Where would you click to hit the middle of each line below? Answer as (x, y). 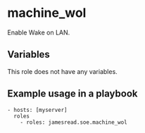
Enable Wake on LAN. (39, 32)
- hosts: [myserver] (38, 110)
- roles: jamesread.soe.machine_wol (74, 122)
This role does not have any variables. (62, 71)
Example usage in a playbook (72, 94)
